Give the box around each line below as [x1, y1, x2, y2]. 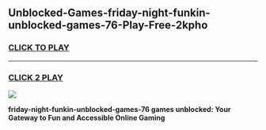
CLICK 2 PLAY [8, 72, 63, 83]
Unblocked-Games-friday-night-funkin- [8, 6, 211, 20]
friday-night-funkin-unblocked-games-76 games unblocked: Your [8, 104, 231, 113]
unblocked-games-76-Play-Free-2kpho [8, 19, 208, 32]
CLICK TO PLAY [8, 43, 70, 54]
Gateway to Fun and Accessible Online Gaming [8, 113, 165, 122]
